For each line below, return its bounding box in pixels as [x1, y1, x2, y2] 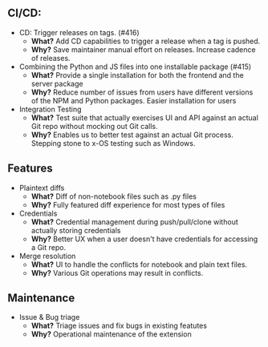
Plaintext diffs [18, 183, 65, 192]
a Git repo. [30, 242, 66, 252]
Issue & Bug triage [18, 313, 80, 322]
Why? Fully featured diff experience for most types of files [30, 200, 225, 209]
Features [7, 162, 53, 176]
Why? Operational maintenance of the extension [30, 329, 192, 339]
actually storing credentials [30, 225, 121, 235]
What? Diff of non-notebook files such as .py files [30, 192, 197, 201]
